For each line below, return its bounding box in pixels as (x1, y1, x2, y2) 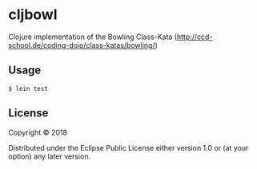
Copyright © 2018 (8, 128, 68, 137)
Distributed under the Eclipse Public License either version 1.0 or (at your (8, 143, 249, 152)
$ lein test (8, 84, 48, 92)
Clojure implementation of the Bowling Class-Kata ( (8, 32, 178, 41)
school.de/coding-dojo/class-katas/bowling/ (8, 40, 155, 49)
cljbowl (8, 6, 58, 24)
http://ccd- (176, 32, 213, 41)
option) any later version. (8, 151, 90, 161)
